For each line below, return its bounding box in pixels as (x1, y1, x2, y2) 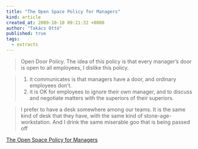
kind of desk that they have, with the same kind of (20, 112, 143, 119)
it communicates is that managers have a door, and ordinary (29, 75, 177, 83)
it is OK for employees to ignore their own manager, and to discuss (29, 88, 193, 95)
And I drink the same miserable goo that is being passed (52, 118, 190, 125)
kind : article (6, 14, 41, 20)
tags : (6, 36, 20, 42)
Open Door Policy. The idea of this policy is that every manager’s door (20, 57, 192, 65)
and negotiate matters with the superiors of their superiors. (29, 94, 174, 101)
